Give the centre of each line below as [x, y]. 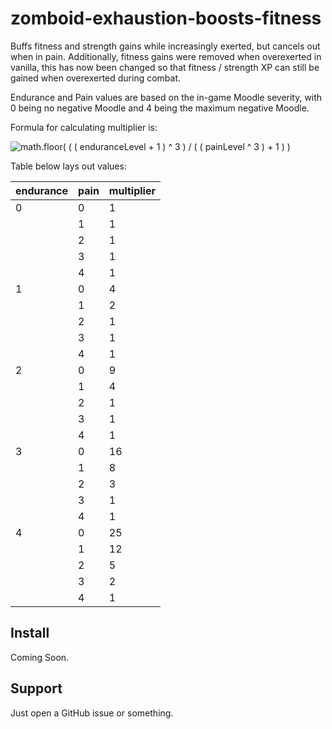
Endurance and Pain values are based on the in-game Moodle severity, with [166, 97]
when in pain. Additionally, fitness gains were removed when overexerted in [166, 56]
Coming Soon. [40, 657]
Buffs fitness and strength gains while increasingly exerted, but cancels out [165, 46]
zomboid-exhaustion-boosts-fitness [166, 18]
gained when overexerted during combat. [96, 78]
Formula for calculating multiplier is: [84, 127]
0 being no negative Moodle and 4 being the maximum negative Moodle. [160, 108]
